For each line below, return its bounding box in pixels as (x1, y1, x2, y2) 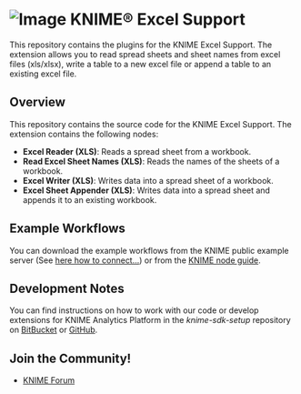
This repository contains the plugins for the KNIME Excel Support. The (9, 39, 273, 50)
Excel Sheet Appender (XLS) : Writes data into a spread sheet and (22, 185, 271, 196)
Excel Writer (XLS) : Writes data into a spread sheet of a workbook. (22, 175, 275, 186)
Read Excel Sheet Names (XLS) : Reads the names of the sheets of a (22, 156, 280, 167)
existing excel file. (9, 68, 77, 79)
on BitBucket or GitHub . (9, 324, 98, 336)
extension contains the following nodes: (9, 128, 159, 139)
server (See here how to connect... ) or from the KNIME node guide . (9, 255, 261, 266)
